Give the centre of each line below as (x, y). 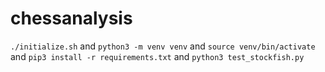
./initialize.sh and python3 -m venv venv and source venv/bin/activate (163, 46)
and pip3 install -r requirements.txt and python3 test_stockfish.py (157, 56)
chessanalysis (71, 18)
